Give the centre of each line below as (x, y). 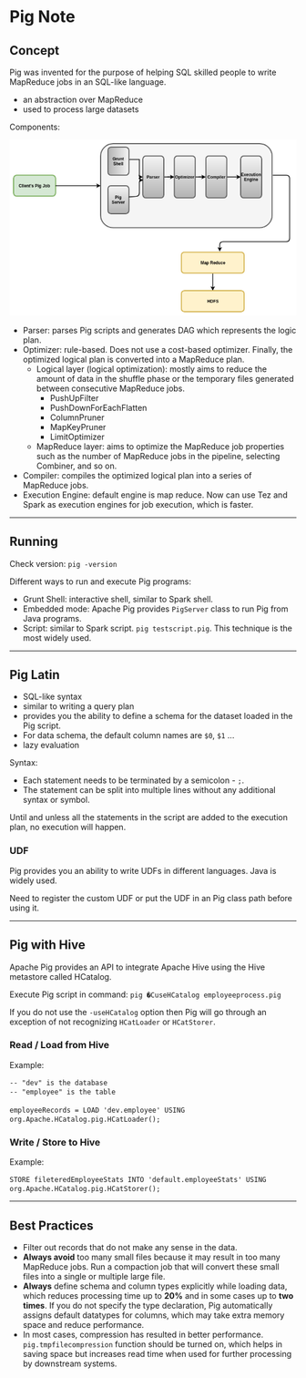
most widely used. (57, 638)
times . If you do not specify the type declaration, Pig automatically (148, 1305)
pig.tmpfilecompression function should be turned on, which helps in (153, 1344)
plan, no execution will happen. (68, 828)
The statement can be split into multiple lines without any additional (149, 790)
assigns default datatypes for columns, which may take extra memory (153, 1315)
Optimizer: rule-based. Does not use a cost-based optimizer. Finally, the (158, 349)
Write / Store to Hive (55, 1142)
